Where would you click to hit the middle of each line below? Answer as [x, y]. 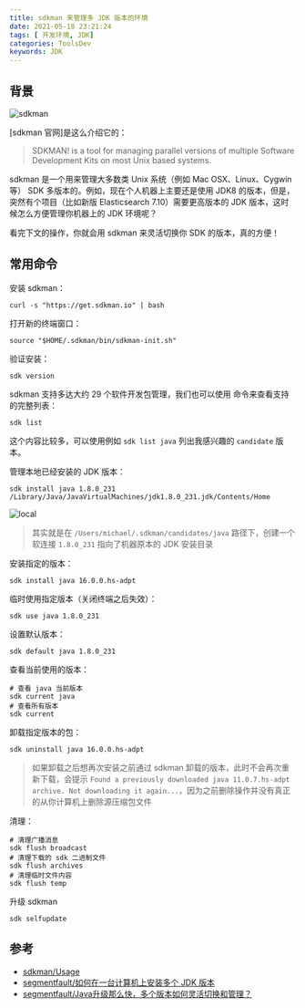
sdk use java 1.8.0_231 [55, 616]
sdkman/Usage [51, 972]
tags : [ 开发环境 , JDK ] [51, 35]
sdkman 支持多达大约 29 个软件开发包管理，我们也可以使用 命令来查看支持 [149, 394]
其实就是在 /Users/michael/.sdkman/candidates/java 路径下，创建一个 [163, 532]
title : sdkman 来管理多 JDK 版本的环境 [79, 18]
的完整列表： [33, 405]
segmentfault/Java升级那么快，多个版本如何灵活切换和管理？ [137, 993]
